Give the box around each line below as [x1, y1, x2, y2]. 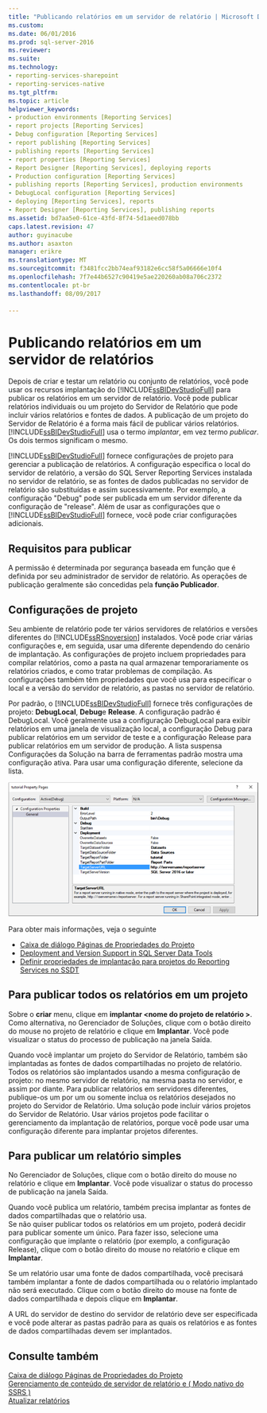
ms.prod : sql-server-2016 [8, 38, 94, 46]
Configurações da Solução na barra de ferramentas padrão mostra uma [8, 749, 243, 759]
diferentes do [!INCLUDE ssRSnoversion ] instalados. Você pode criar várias [8, 633, 253, 642]
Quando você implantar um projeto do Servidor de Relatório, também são [8, 1050, 248, 1060]
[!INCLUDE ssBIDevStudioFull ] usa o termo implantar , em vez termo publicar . [8, 427, 259, 437]
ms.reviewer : [8, 46, 52, 55]
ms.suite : [8, 55, 41, 63]
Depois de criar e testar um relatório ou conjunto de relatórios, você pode [8, 376, 249, 386]
